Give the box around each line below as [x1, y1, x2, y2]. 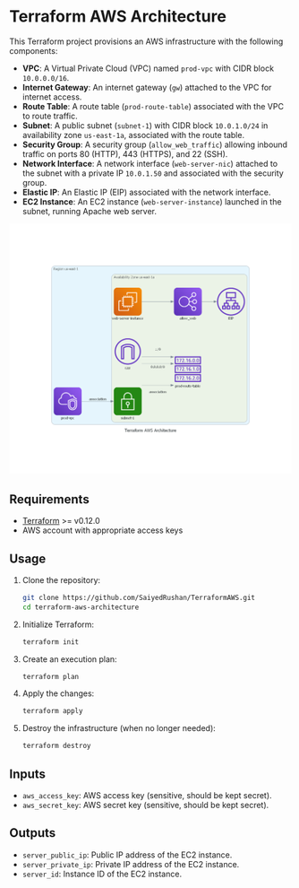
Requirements [9, 492, 90, 507]
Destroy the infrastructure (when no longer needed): [21, 723, 217, 734]
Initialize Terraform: [21, 619, 95, 630]
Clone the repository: [21, 574, 101, 585]
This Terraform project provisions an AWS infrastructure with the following [9, 36, 284, 47]
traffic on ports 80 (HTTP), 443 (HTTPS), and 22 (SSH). [21, 148, 228, 159]
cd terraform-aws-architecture [21, 603, 140, 612]
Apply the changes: [21, 688, 95, 699]
